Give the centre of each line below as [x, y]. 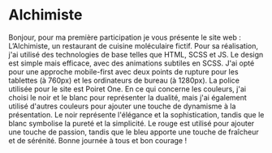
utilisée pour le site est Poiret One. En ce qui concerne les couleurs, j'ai [127, 89]
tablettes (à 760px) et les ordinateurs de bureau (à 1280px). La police [124, 80]
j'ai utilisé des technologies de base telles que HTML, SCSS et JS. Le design [136, 54]
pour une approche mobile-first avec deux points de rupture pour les [123, 71]
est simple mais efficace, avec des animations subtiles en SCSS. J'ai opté [132, 63]
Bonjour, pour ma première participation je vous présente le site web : [125, 37]
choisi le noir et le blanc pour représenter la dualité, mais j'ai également [128, 97]
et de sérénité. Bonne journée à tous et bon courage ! [98, 140]
